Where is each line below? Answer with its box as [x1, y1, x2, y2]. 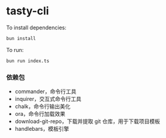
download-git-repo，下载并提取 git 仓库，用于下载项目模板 [14, 118, 161, 125]
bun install [6, 35, 36, 41]
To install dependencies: [6, 24, 67, 31]
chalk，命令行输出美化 [14, 103, 71, 110]
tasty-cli [6, 4, 49, 18]
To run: [6, 46, 24, 53]
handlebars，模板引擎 [14, 125, 70, 132]
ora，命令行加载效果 [14, 110, 66, 117]
